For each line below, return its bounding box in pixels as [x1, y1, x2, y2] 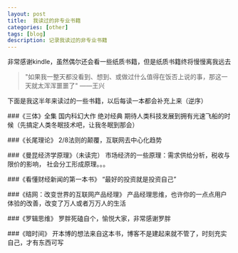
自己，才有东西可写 [7, 238, 64, 247]
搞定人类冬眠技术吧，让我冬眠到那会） [26, 120, 139, 129]
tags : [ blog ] [7, 30, 46, 38]
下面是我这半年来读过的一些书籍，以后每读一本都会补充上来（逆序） [7, 97, 207, 105]
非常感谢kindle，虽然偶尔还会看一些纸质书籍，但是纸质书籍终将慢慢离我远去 [7, 58, 232, 66]
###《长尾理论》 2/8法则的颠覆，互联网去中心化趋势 [7, 136, 162, 145]
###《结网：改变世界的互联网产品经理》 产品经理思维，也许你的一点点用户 [7, 190, 227, 199]
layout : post [7, 10, 46, 18]
